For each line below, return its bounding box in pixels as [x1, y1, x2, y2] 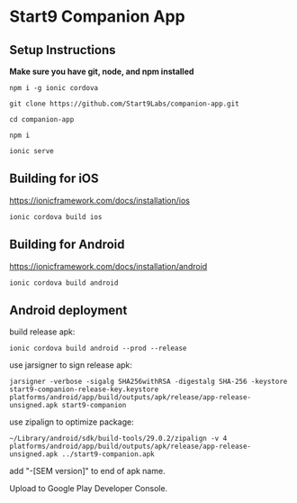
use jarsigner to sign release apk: [9, 360, 133, 370]
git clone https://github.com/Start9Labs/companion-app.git [9, 99, 240, 108]
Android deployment [9, 303, 128, 318]
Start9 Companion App [9, 6, 186, 27]
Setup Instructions [9, 42, 116, 58]
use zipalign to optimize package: [9, 416, 134, 427]
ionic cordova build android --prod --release [9, 344, 187, 353]
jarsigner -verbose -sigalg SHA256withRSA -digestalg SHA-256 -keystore [9, 377, 288, 387]
